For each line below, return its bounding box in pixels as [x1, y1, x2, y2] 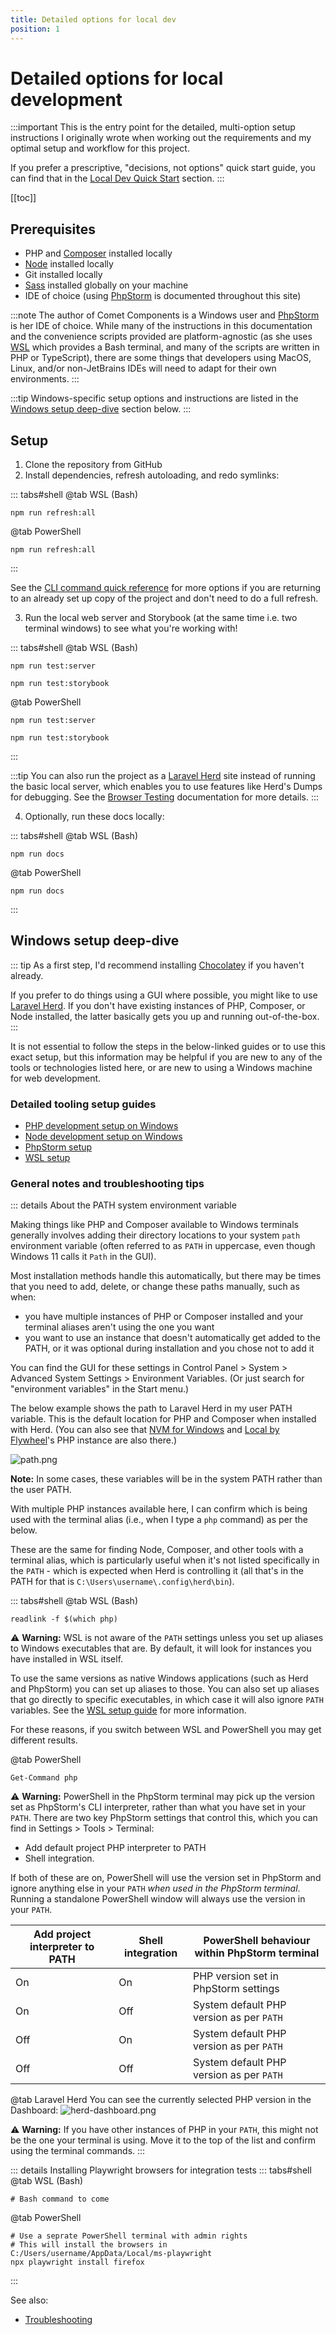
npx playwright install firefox [10, 2257, 145, 2268]
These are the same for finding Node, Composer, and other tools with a [10, 1544, 304, 1556]
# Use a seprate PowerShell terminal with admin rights [10, 2231, 248, 2241]
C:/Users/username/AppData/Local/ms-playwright [10, 2249, 213, 2259]
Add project [33, 1927, 92, 1941]
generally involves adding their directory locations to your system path [10, 1229, 301, 1241]
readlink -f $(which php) [10, 1614, 118, 1625]
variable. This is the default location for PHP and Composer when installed [10, 1413, 317, 1425]
